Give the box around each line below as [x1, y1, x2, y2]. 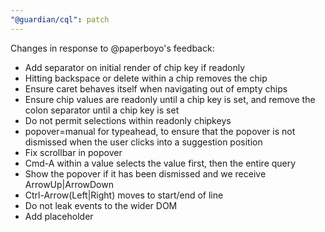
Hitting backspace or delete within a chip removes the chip [24, 72, 268, 84]
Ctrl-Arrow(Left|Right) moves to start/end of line [24, 189, 224, 201]
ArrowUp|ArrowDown [24, 178, 114, 190]
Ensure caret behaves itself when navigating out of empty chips [24, 82, 288, 95]
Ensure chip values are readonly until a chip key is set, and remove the [24, 93, 316, 105]
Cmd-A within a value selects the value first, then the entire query [24, 157, 297, 169]
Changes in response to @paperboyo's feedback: [10, 42, 215, 54]
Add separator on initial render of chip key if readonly [24, 61, 246, 73]
